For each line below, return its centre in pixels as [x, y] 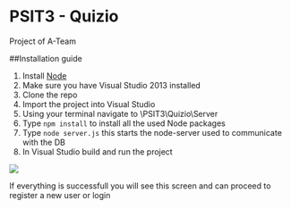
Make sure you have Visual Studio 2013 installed [111, 85]
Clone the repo [50, 95]
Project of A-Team [43, 41]
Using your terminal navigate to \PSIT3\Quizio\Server [120, 113]
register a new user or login [60, 195]
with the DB [43, 142]
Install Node [44, 75]
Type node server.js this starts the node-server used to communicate [152, 132]
